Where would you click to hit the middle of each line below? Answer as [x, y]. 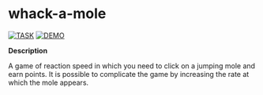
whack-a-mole [57, 14]
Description [28, 50]
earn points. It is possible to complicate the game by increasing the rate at [129, 74]
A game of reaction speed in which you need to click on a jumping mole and [131, 66]
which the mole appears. [49, 82]
